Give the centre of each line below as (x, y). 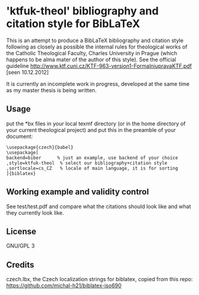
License (21, 231)
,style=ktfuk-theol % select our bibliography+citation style (87, 163)
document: (19, 136)
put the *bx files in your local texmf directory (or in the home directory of (96, 124)
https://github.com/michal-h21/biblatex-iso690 (64, 285)
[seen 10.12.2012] (28, 72)
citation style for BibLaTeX (73, 24)
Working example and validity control (78, 192)
